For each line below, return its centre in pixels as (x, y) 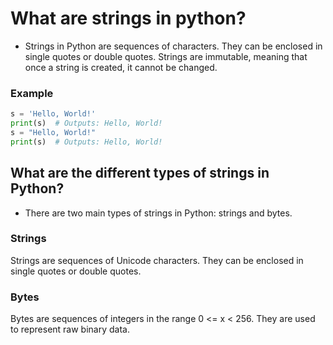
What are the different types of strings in (140, 173)
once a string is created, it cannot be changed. (121, 67)
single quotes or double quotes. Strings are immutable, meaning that (166, 56)
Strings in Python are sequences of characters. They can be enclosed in (173, 46)
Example (32, 93)
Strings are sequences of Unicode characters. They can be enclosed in (157, 260)
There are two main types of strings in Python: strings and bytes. (158, 213)
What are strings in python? (128, 18)
